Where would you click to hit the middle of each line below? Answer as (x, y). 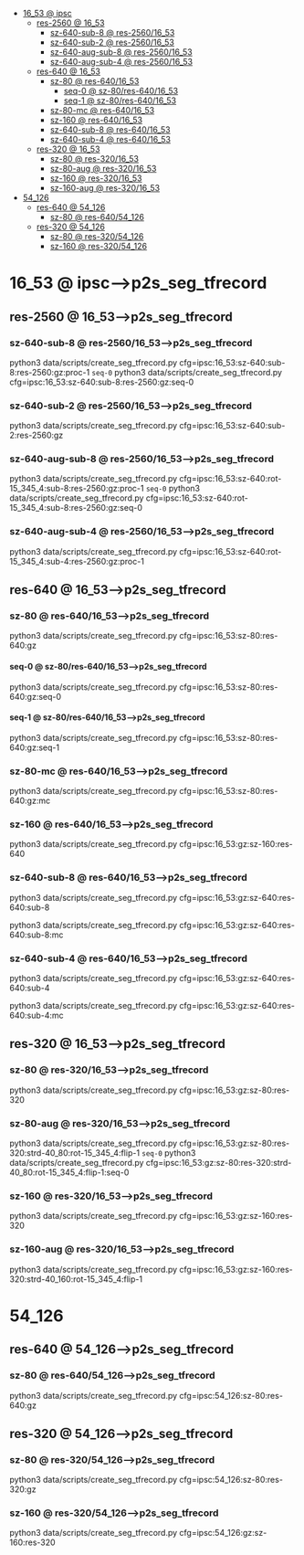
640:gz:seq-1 (35, 747)
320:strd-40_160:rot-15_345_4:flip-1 (76, 1279)
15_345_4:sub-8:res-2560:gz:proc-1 (77, 489)
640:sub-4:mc (37, 1016)
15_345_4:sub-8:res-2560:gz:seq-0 (76, 508)
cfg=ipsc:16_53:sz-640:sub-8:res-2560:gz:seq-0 (102, 382)
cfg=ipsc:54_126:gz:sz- (223, 1533)
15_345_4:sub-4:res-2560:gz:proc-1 (77, 561)
